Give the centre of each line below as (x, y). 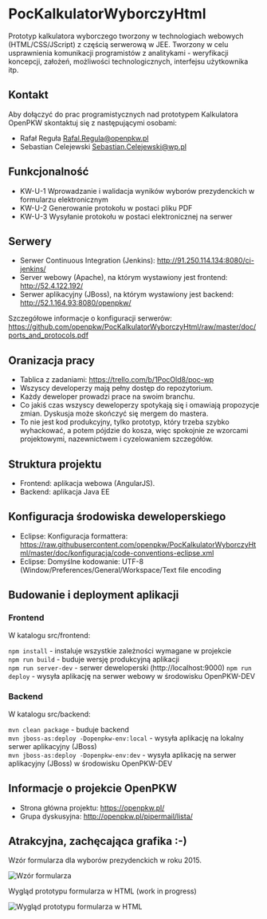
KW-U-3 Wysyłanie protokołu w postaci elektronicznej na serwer (126, 216)
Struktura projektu (55, 464)
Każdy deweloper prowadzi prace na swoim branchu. (107, 396)
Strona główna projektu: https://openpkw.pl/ (92, 807)
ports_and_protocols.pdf (49, 335)
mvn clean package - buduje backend (69, 729)
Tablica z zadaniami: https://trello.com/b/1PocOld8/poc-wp (117, 380)
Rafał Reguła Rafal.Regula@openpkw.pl (84, 138)
